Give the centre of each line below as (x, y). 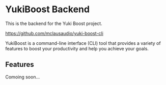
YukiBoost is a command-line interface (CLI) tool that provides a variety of (83, 43)
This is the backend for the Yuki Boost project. (54, 23)
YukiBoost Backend (48, 9)
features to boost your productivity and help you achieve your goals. (77, 48)
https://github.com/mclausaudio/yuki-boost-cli (54, 33)
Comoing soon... (23, 77)
